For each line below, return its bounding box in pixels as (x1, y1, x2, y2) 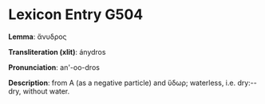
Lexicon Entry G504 (8, 6, 144, 24)
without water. (22, 86, 70, 96)
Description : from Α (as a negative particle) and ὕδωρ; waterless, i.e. (8, 78, 236, 87)
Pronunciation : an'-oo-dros (8, 62, 100, 72)
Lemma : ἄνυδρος (8, 32, 67, 41)
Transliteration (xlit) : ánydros (8, 47, 106, 56)
